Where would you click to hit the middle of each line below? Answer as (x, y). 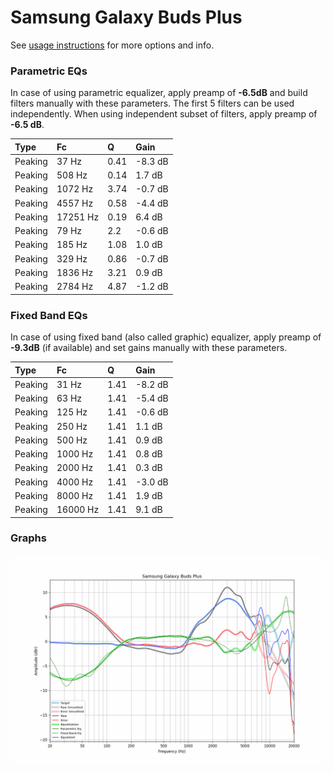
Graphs (28, 538)
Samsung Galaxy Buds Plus (126, 17)
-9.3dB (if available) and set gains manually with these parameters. (149, 348)
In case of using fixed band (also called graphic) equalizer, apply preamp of (166, 337)
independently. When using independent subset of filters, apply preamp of (164, 114)
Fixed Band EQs (49, 315)
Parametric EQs (49, 71)
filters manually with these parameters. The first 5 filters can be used (152, 103)
